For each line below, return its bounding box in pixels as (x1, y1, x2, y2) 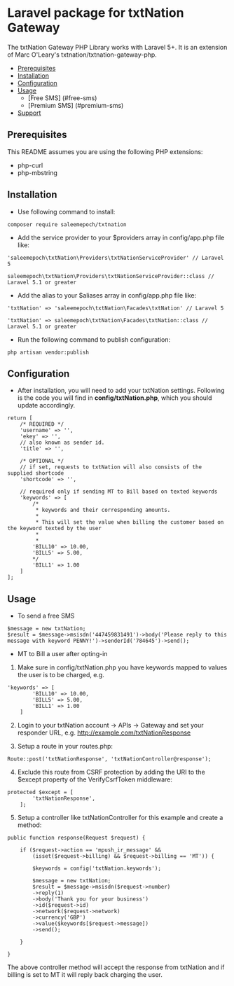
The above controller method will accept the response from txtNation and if (7, 963, 225, 971)
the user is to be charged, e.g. (17, 671, 105, 679)
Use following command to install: (17, 207, 116, 216)
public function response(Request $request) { (7, 835, 146, 842)
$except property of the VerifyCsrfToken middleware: (17, 775, 173, 784)
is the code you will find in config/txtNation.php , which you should (17, 394, 212, 402)
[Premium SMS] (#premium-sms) (27, 101, 124, 109)
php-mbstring (17, 168, 58, 176)
